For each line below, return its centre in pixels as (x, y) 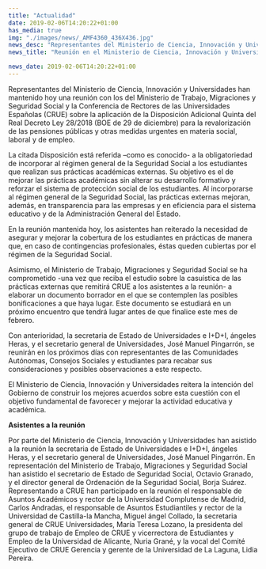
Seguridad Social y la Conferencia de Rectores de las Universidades (119, 106)
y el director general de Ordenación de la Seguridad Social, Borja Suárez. (127, 482)
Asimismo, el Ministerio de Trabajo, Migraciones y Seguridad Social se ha (128, 269)
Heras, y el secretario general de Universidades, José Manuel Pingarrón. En (132, 457)
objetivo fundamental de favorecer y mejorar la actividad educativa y (120, 401)
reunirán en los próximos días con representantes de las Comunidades (123, 352)
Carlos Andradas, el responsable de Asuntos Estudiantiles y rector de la (125, 507)
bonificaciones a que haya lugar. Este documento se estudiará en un (120, 303)
